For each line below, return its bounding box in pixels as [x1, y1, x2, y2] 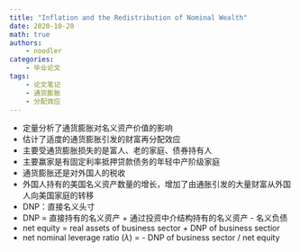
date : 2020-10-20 [9, 22, 75, 31]
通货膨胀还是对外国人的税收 [22, 167, 126, 178]
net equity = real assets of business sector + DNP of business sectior [22, 222, 281, 234]
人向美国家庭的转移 [22, 190, 95, 201]
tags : [9, 72, 30, 81]
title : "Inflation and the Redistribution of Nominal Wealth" [9, 13, 248, 22]
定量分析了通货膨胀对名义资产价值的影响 [22, 122, 173, 133]
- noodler [25, 47, 63, 56]
